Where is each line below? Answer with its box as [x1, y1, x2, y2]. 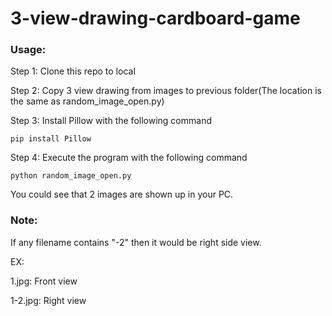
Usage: [10, 43, 47, 57]
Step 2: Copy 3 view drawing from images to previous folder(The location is [10, 85, 322, 97]
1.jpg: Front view [10, 275, 78, 287]
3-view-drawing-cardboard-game [10, 7, 301, 30]
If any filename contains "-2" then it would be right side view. [10, 236, 262, 248]
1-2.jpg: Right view [10, 294, 87, 306]
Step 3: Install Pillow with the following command [10, 115, 212, 127]
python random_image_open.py [10, 171, 132, 181]
